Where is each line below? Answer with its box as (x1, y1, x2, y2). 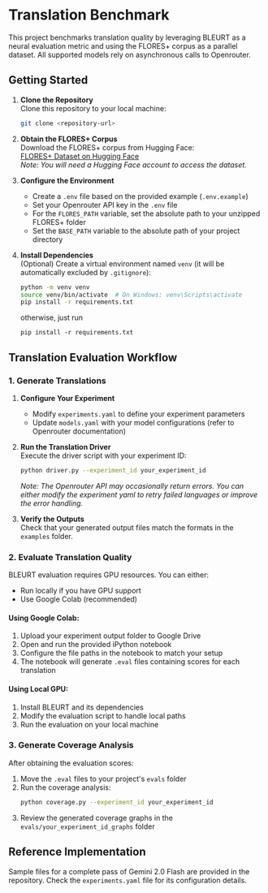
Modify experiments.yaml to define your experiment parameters (32, 408, 245, 419)
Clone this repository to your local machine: (19, 103, 166, 113)
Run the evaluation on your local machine (19, 719, 159, 729)
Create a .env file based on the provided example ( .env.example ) (32, 191, 249, 201)
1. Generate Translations (8, 375, 107, 386)
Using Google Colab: (8, 613, 80, 623)
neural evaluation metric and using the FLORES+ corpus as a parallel (8, 41, 238, 50)
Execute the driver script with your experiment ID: (19, 451, 187, 460)
